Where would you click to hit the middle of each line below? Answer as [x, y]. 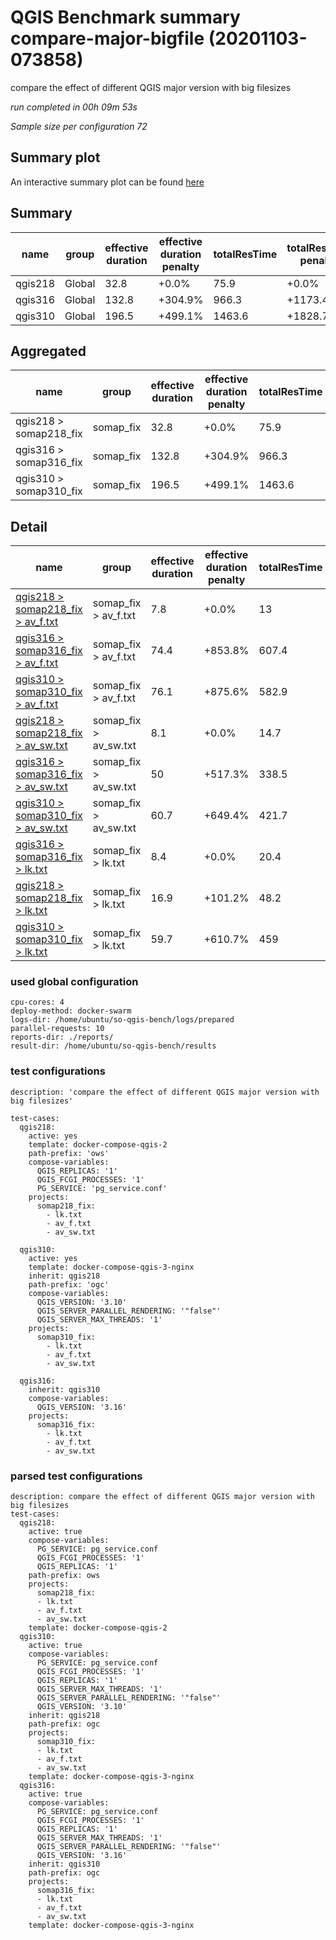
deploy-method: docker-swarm [71, 1011]
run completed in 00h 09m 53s [74, 107]
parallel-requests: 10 [57, 1029]
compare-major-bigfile [107, 38]
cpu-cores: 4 [37, 1002]
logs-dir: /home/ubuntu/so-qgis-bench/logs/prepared [122, 1020]
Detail [29, 526]
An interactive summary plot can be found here [107, 182]
